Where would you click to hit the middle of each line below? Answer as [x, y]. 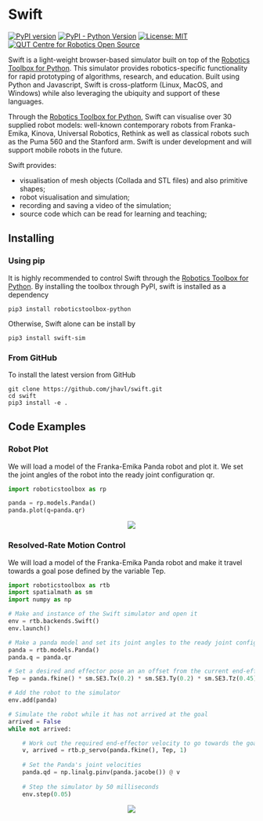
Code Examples [47, 427]
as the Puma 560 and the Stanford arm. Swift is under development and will [130, 141]
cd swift [22, 396]
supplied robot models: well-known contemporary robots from [108, 125]
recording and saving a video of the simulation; [95, 205]
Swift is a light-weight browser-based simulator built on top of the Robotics [129, 60]
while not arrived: [40, 729]
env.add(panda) [33, 700]
